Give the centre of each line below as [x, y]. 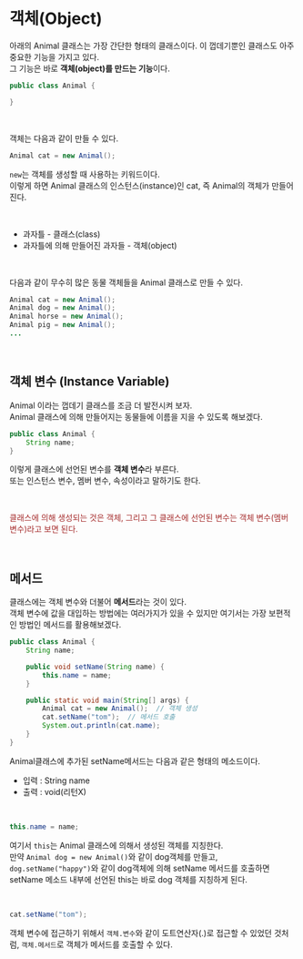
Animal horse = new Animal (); [67, 316]
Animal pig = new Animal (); [63, 325]
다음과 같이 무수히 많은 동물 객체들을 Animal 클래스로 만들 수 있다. [126, 282]
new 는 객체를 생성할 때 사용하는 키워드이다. [85, 174]
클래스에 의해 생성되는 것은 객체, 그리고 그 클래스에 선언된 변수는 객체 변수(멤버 [149, 518]
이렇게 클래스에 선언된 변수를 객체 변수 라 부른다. [94, 469]
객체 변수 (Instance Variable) [90, 382]
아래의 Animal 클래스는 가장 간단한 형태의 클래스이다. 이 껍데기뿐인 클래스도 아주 [152, 46]
